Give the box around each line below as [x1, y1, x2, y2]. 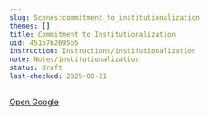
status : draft [9, 64, 63, 73]
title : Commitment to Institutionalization [9, 30, 176, 39]
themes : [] [9, 22, 51, 31]
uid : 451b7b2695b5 [9, 38, 79, 48]
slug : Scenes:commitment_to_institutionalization [9, 13, 201, 22]
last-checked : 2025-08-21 [9, 72, 107, 81]
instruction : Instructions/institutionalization [9, 47, 196, 56]
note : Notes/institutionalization [9, 55, 140, 64]
